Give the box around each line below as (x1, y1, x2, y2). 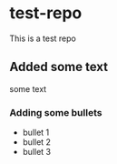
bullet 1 (22, 127, 50, 138)
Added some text (9, 59, 109, 75)
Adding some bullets (9, 106, 102, 118)
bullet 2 (22, 137, 52, 148)
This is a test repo (9, 33, 77, 44)
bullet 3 (22, 147, 52, 158)
